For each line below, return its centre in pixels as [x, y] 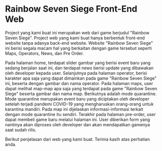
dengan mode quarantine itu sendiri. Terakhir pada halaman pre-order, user [81, 114]
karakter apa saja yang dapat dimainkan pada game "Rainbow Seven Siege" [81, 78]
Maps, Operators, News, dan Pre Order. [44, 53]
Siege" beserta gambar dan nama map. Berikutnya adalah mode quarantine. [81, 94]
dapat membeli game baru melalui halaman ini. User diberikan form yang [78, 119]
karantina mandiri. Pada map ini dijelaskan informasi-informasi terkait [74, 109]
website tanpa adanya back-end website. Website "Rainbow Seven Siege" [79, 43]
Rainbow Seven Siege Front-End [71, 9]
